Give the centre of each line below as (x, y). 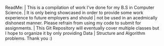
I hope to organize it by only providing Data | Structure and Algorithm (75, 33)
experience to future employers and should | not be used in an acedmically (81, 18)
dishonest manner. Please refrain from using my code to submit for (73, 23)
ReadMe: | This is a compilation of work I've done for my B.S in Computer (80, 8)
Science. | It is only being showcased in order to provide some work (74, 13)
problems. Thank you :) (29, 38)
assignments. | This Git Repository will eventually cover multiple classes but (82, 28)
